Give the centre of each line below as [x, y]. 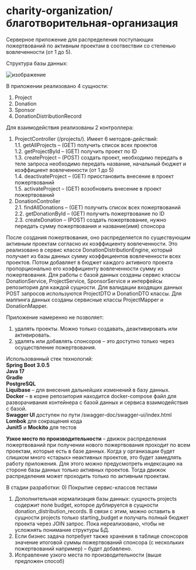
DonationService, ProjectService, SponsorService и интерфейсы [84, 281]
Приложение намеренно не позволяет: [55, 317]
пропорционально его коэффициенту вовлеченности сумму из [85, 269]
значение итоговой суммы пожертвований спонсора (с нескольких [99, 542]
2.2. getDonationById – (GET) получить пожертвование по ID [90, 213]
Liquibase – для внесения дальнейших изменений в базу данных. [88, 390]
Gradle [15, 377]
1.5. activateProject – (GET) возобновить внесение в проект [88, 188]
